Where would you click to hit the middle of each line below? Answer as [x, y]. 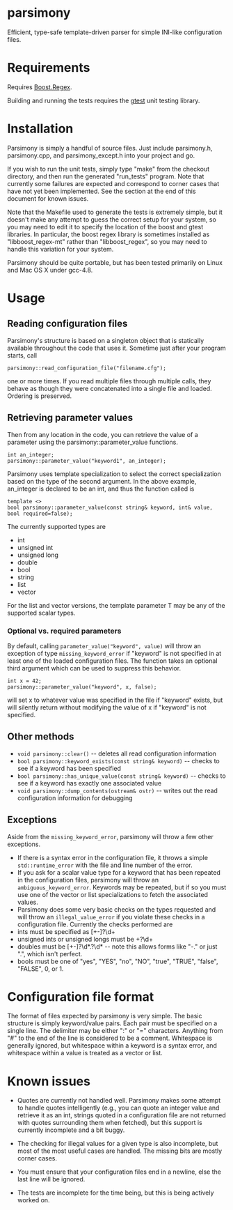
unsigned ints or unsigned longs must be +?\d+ [85, 939]
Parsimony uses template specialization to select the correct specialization [114, 474]
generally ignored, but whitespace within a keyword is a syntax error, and [112, 1046]
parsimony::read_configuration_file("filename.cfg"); [87, 368]
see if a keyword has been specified [69, 768]
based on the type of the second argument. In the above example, [102, 481]
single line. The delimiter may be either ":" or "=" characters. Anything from [115, 1031]
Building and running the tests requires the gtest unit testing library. [104, 100]
